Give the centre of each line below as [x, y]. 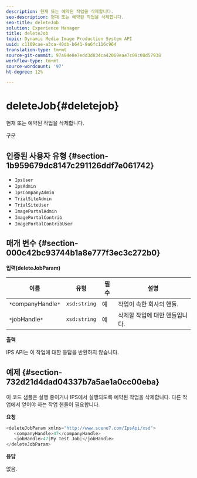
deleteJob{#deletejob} [63, 106]
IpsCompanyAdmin [34, 192]
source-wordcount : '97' [35, 66]
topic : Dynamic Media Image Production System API [69, 39]
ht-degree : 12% [25, 72]
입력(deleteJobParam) [33, 268]
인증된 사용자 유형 [36, 156]
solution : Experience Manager [43, 28]
